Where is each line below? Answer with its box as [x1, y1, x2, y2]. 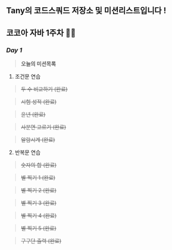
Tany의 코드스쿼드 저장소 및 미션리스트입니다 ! [6, 5, 167, 16]
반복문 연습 [14, 149, 41, 156]
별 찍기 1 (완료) [20, 174, 55, 182]
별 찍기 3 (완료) [20, 199, 57, 207]
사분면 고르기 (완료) [20, 124, 67, 131]
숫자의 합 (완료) [20, 161, 57, 168]
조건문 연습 [14, 73, 41, 80]
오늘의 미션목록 [20, 60, 57, 67]
